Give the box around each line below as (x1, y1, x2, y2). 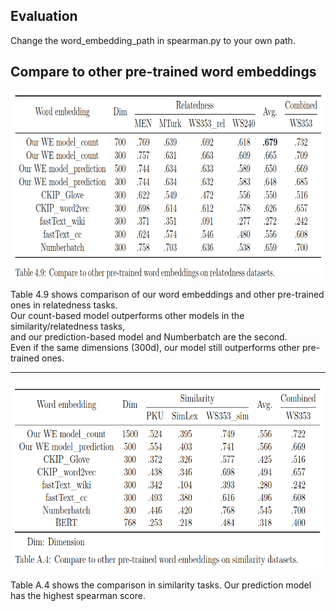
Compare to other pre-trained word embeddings (10, 64, 317, 81)
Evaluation (10, 8, 78, 25)
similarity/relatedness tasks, (10, 320, 126, 332)
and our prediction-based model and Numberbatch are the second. (10, 330, 288, 343)
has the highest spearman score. (10, 589, 146, 601)
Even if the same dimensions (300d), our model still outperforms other (10, 341, 301, 353)
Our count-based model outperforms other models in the (10, 309, 245, 321)
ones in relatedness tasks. (10, 299, 118, 311)
